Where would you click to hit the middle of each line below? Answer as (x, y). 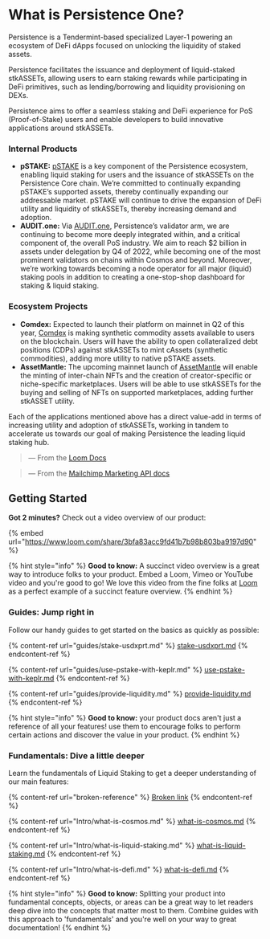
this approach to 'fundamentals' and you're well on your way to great (123, 919)
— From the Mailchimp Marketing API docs (99, 473)
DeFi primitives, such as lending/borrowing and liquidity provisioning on (127, 87)
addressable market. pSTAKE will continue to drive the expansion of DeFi (141, 200)
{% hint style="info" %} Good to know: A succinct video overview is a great (134, 566)
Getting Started (48, 498)
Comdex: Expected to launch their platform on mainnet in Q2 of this (132, 324)
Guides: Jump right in (51, 612)
